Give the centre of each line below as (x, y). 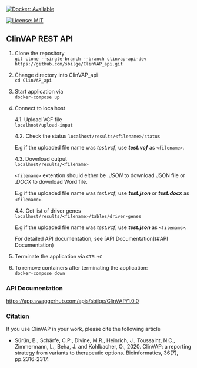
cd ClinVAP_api (33, 80)
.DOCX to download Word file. (51, 181)
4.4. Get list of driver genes (48, 210)
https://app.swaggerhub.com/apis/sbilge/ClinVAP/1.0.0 (73, 301)
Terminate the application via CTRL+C (59, 256)
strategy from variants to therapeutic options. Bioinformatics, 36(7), (96, 353)
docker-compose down (40, 273)
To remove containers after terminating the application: (81, 267)
